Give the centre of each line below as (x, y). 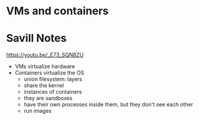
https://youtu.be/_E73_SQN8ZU (45, 55)
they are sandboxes (48, 98)
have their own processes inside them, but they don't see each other (108, 104)
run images (38, 111)
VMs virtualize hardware (45, 66)
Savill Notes (36, 39)
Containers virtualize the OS (50, 73)
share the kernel (44, 85)
